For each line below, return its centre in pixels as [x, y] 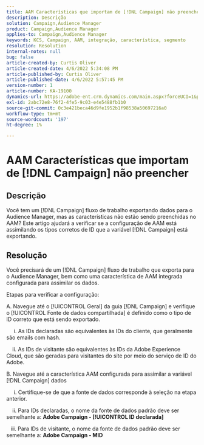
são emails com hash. [33, 337]
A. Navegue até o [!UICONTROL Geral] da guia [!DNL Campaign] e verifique [101, 306]
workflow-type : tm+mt [34, 114]
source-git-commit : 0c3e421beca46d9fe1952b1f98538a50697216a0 [87, 108]
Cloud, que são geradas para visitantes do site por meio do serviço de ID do [101, 356]
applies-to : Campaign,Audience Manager [57, 35]
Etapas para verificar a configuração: [53, 294]
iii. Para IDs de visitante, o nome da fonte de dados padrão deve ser [95, 429]
